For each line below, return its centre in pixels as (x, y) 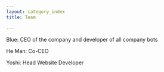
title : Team (21, 17)
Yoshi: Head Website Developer (45, 62)
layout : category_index (36, 12)
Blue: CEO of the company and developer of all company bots (82, 39)
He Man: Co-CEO (27, 51)
